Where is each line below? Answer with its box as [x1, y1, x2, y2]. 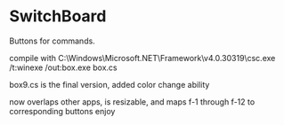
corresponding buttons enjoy [9, 105, 116, 116]
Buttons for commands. [9, 35, 95, 46]
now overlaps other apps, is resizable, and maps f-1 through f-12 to [9, 96, 256, 107]
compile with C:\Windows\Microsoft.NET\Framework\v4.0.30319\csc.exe [9, 52, 276, 63]
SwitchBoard [9, 6, 107, 27]
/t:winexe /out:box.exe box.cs [9, 62, 118, 73]
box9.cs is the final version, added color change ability [9, 79, 210, 90]
